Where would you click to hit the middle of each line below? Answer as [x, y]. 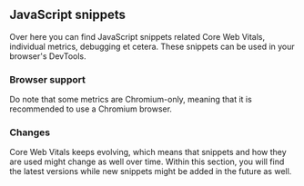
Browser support [48, 79]
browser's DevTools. [48, 56]
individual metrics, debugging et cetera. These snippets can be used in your [152, 46]
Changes [30, 132]
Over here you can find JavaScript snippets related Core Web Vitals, [137, 36]
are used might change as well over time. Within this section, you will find [147, 162]
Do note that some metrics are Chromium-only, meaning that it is [131, 100]
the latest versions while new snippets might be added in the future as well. [151, 171]
